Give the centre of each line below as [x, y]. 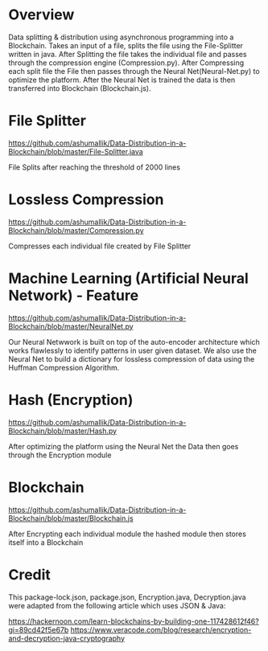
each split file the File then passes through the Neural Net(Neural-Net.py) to [134, 71]
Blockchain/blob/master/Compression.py [76, 230]
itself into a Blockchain [46, 542]
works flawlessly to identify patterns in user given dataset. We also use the [133, 350]
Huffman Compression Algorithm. [64, 367]
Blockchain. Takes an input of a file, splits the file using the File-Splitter [126, 45]
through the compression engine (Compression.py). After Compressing [126, 63]
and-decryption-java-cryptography [67, 638]
